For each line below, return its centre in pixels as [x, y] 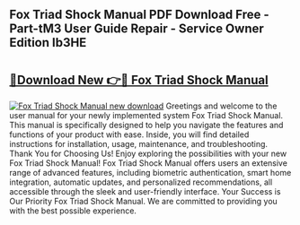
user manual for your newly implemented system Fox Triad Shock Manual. [146, 115]
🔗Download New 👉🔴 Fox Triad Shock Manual [139, 80]
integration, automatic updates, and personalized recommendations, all [141, 182]
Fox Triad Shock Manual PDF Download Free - [139, 15]
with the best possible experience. [73, 211]
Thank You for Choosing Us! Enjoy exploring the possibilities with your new [148, 153]
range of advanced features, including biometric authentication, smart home [150, 173]
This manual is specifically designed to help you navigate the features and [146, 125]
